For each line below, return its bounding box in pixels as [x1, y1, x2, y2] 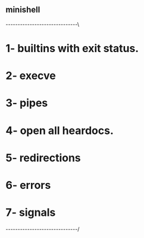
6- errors [5, 178, 51, 192]
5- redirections [5, 151, 81, 164]
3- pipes [5, 96, 48, 110]
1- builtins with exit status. [5, 42, 139, 55]
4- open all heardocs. [5, 124, 114, 137]
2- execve [5, 69, 56, 83]
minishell [5, 5, 40, 15]
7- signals [5, 206, 56, 219]
